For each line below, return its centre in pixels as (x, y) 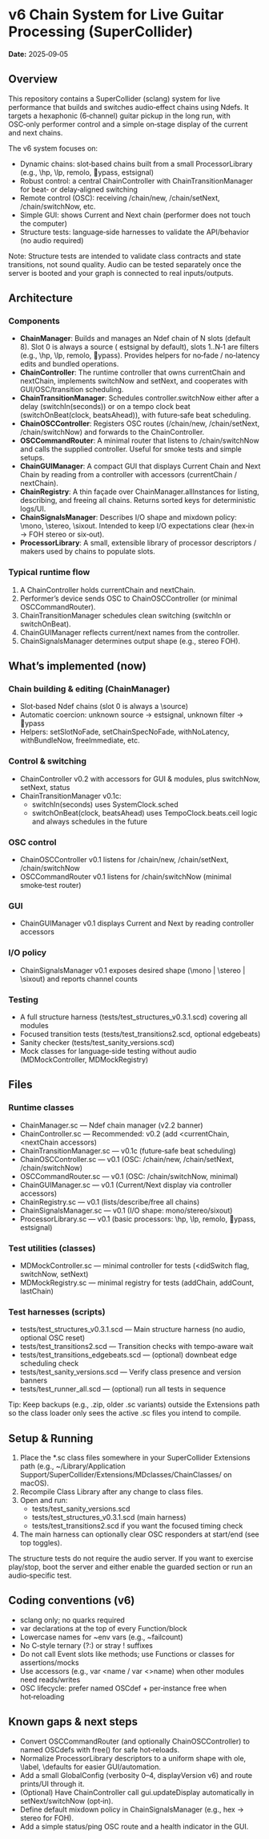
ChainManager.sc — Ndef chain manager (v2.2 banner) (111, 1125)
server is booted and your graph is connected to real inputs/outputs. (121, 273)
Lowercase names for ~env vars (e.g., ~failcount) (101, 1637)
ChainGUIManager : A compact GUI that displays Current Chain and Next (140, 466)
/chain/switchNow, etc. (58, 206)
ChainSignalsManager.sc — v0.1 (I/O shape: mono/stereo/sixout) (126, 1210)
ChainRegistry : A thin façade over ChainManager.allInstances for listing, (140, 492)
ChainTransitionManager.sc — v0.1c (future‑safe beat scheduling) (128, 1150)
